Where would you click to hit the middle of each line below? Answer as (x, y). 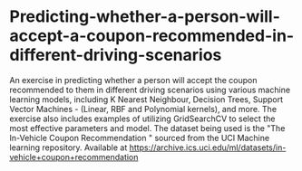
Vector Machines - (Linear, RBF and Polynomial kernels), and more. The (143, 109)
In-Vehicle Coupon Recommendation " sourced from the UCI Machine (140, 138)
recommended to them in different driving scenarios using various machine (150, 90)
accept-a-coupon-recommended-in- (152, 36)
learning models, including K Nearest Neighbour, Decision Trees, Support (146, 99)
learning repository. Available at (68, 147)
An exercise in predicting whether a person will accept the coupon (133, 80)
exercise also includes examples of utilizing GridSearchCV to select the (142, 119)
